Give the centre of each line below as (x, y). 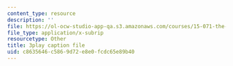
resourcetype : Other (37, 39)
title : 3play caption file (46, 45)
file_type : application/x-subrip (55, 33)
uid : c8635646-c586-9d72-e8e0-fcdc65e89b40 (71, 52)
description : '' (31, 20)
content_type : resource (42, 13)
